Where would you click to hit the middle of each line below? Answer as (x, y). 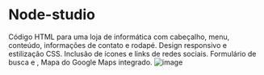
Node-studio (52, 15)
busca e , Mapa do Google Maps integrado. (80, 62)
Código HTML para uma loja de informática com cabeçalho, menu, (119, 37)
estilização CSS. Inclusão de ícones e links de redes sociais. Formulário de (132, 53)
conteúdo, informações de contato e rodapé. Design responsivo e (118, 45)
